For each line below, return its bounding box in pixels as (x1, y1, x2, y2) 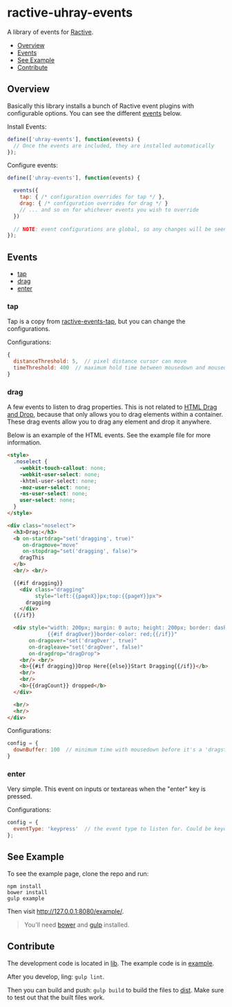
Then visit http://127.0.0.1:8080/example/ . (7, 907, 124, 915)
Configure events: (7, 161, 59, 170)
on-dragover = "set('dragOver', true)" (28, 637, 137, 644)
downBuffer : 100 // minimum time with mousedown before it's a (13, 746, 202, 754)
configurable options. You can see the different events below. (7, 109, 182, 117)
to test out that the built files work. (7, 993, 105, 1001)
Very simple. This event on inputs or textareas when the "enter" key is (7, 785, 206, 793)
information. (7, 438, 42, 447)
